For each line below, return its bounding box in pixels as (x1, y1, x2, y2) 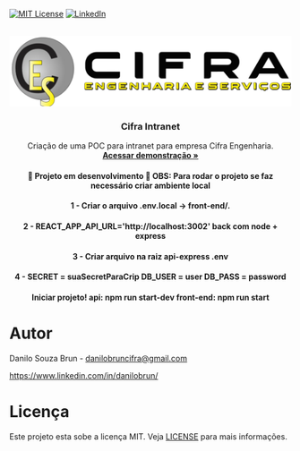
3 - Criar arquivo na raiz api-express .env (73, 251, 228, 261)
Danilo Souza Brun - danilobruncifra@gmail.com (9, 353, 188, 363)
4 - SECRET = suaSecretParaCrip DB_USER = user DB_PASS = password (14, 271, 287, 282)
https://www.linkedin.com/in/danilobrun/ (9, 370, 159, 380)
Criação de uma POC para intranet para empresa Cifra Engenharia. (27, 140, 274, 151)
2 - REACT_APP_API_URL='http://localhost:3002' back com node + (22, 221, 279, 232)
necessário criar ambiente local (90, 180, 210, 191)
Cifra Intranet (120, 120, 181, 132)
